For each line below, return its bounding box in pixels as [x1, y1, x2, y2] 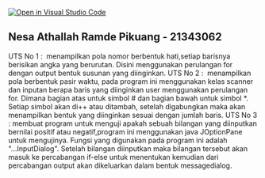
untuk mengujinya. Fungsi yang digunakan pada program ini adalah [8, 135, 228, 145]
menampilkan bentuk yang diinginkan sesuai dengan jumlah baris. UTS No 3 [8, 110, 258, 119]
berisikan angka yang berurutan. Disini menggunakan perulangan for [8, 59, 233, 69]
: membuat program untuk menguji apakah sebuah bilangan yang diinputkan [8, 119, 258, 128]
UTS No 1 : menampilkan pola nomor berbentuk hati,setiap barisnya [8, 51, 231, 61]
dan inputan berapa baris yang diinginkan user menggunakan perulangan [8, 85, 248, 94]
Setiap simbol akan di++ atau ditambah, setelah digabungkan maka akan [8, 101, 246, 111]
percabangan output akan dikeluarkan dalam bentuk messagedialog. [8, 161, 232, 170]
